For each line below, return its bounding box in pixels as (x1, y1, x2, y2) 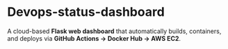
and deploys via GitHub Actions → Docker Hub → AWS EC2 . (7, 34, 181, 42)
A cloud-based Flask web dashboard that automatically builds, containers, (7, 27, 222, 35)
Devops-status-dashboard (7, 4, 165, 20)
